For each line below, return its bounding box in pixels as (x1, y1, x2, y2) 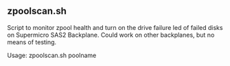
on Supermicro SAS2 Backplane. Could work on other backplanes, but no (7, 31, 215, 39)
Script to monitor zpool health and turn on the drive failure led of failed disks (7, 23, 223, 31)
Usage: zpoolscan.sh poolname (7, 51, 97, 59)
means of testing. (7, 37, 57, 46)
